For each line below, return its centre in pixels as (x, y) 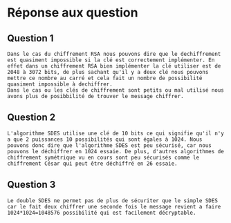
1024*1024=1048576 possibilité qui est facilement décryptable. (102, 213)
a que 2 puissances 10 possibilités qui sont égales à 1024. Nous (105, 139)
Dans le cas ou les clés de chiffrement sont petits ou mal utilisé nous (116, 90)
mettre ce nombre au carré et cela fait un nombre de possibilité (105, 78)
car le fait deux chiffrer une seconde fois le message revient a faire (114, 206)
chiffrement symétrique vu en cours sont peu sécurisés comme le (103, 157)
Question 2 (31, 118)
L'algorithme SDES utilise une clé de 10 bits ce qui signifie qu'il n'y (116, 133)
